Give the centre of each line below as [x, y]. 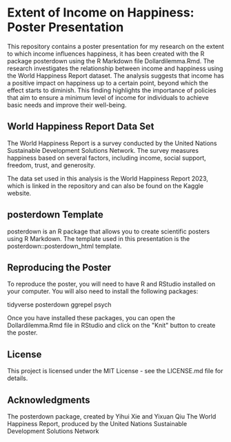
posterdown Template [55, 215]
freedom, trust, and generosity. [51, 165]
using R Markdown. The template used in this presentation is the [99, 238]
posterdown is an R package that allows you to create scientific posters [109, 231]
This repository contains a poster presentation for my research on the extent [115, 46]
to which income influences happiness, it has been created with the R [106, 54]
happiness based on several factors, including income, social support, [107, 158]
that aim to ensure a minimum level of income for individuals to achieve [108, 97]
